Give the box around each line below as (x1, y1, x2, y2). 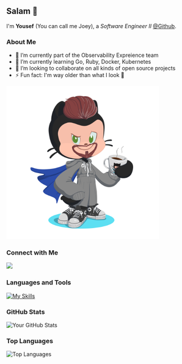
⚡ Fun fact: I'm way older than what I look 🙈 (15, 72, 125, 79)
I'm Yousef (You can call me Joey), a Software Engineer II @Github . (6, 22, 177, 29)
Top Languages (6, 336, 54, 345)
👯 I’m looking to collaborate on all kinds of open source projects (15, 65, 176, 72)
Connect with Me (6, 248, 59, 257)
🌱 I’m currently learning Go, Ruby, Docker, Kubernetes (15, 58, 151, 65)
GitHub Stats (6, 307, 45, 316)
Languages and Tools (6, 278, 71, 287)
